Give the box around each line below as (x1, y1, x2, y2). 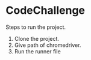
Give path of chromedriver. (14, 41, 81, 49)
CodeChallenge (5, 4, 86, 17)
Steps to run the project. (5, 23, 66, 31)
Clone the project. (14, 35, 60, 42)
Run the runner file (14, 47, 61, 55)
